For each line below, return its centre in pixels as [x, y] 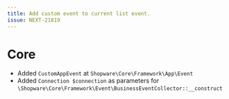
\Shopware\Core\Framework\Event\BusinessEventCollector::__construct [120, 89]
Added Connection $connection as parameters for [88, 81]
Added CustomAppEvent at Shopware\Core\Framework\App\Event [105, 73]
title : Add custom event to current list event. [79, 13]
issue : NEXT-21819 [34, 20]
